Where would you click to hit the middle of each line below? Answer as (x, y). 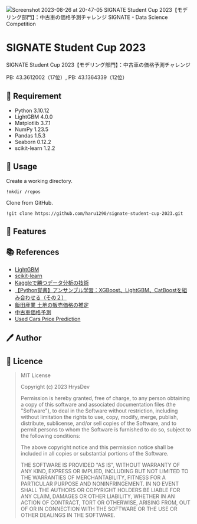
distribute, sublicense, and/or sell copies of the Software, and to (98, 423)
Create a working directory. (39, 181)
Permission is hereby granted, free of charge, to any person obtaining (105, 398)
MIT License (36, 375)
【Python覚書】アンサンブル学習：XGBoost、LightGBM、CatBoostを (98, 290)
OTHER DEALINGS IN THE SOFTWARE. (68, 515)
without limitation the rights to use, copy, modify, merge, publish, (99, 417)
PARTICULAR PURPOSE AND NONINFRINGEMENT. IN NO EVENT (100, 483)
